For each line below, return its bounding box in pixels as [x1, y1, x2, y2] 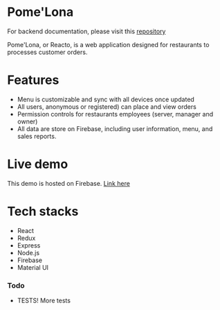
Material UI [17, 263, 49, 271]
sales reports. [17, 132, 57, 140]
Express [17, 241, 41, 250]
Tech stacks [7, 204, 79, 219]
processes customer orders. [7, 48, 88, 56]
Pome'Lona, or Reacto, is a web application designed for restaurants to [7, 40, 210, 49]
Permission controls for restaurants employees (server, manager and [17, 110, 214, 118]
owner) [17, 117, 38, 126]
